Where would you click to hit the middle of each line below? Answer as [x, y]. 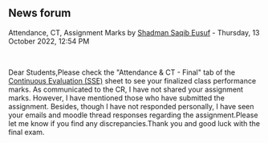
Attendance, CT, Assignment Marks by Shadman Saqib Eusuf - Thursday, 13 [134, 32]
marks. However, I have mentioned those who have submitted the [116, 98]
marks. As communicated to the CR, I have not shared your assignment [126, 89]
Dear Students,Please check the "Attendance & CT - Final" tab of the [122, 72]
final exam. [26, 132]
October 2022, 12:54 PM [49, 41]
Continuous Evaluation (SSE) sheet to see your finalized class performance [132, 80]
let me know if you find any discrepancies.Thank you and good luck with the [134, 123]
